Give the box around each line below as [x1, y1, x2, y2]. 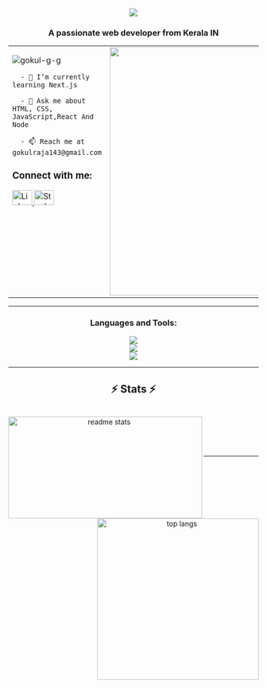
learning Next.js [12, 80, 78, 90]
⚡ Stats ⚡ [110, 382, 157, 396]
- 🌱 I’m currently [20, 72, 90, 82]
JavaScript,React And [12, 112, 94, 122]
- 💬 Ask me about [20, 96, 86, 106]
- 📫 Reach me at [20, 137, 85, 146]
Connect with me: [12, 169, 93, 182]
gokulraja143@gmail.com [12, 148, 103, 157]
